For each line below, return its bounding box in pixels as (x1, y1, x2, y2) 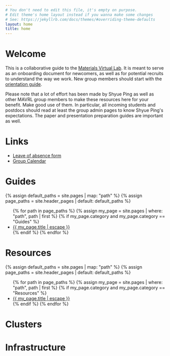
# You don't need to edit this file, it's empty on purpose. (5, 7, 138, 13)
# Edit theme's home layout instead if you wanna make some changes (5, 12, 153, 17)
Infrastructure (5, 342, 66, 353)
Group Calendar (12, 158, 47, 164)
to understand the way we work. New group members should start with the (5, 76, 162, 82)
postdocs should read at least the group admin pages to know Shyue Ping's (5, 107, 163, 113)
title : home (5, 26, 30, 31)
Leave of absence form (12, 153, 62, 158)
